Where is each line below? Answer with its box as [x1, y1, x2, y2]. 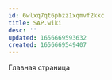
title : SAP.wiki [8, 19, 62, 27]
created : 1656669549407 [8, 41, 87, 49]
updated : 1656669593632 [8, 33, 87, 42]
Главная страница [8, 63, 70, 72]
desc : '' [8, 26, 37, 34]
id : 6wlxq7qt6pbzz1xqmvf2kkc [8, 11, 105, 20]
